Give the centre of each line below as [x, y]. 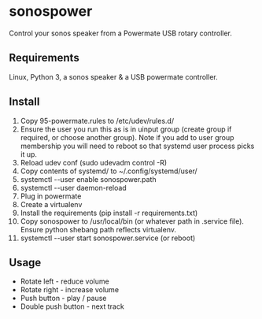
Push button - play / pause [63, 299]
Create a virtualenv [51, 204]
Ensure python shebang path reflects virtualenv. [98, 229]
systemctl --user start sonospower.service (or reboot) [108, 238]
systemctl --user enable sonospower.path [88, 179]
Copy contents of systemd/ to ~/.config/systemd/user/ [109, 171]
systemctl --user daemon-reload [73, 187]
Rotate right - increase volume [70, 290]
